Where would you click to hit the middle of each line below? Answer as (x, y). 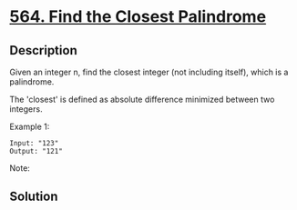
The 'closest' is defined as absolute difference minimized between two (142, 99)
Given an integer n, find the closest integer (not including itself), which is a (149, 72)
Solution (34, 197)
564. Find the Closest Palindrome (138, 17)
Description (43, 50)
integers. (26, 109)
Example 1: (30, 126)
